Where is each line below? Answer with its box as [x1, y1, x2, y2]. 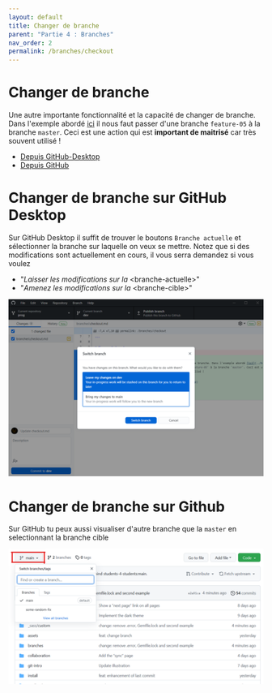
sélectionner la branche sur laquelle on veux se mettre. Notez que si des [8, 242, 250, 251]
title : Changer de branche [8, 21, 100, 30]
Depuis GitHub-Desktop [19, 152, 100, 161]
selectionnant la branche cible [8, 532, 109, 543]
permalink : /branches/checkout [8, 47, 114, 56]
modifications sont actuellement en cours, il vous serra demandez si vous [8, 250, 254, 260]
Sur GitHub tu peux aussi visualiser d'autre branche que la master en [8, 524, 237, 534]
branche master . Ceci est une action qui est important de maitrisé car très [8, 127, 257, 137]
